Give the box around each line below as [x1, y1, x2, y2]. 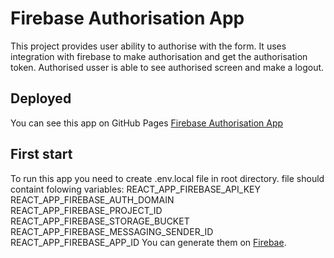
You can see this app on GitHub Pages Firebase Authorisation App [10, 117, 284, 129]
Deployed [10, 90, 72, 107]
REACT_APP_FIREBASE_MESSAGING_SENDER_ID [10, 225, 214, 237]
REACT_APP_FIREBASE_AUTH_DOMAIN [10, 193, 175, 206]
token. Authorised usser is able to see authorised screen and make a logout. [10, 61, 325, 73]
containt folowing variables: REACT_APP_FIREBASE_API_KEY [10, 183, 261, 195]
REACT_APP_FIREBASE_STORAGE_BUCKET [10, 215, 190, 227]
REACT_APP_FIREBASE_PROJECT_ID [10, 204, 163, 216]
